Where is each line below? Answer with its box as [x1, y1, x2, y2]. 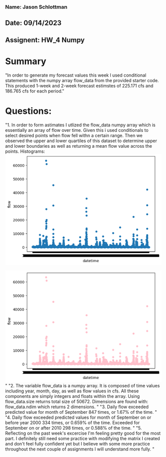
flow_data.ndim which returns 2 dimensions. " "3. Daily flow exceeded [5, 404, 149, 410]
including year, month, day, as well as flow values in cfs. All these [5, 388, 139, 394]
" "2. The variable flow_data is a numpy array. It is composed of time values [5, 382, 160, 388]
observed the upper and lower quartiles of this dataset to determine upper [5, 138, 158, 144]
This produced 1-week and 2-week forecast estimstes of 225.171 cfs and [5, 83, 154, 89]
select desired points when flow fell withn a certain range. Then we [5, 132, 143, 138]
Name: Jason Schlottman [5, 3, 68, 10]
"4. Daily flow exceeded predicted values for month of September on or [5, 414, 152, 420]
